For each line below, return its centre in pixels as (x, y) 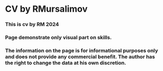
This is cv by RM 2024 (32, 24)
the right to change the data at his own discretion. (66, 63)
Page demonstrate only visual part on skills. (58, 38)
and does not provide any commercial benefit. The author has (80, 56)
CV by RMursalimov (46, 9)
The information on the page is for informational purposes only (82, 50)
